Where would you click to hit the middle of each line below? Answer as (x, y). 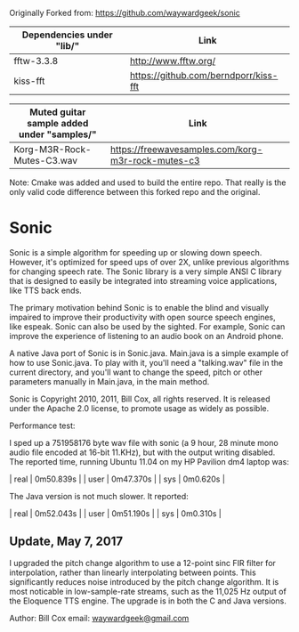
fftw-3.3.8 (36, 61)
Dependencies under (67, 35)
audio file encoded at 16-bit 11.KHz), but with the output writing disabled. (142, 452)
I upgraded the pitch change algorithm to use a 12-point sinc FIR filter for (142, 563)
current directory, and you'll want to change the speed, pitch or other (136, 372)
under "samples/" (57, 134)
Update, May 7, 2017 (66, 542)
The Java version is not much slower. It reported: (99, 496)
